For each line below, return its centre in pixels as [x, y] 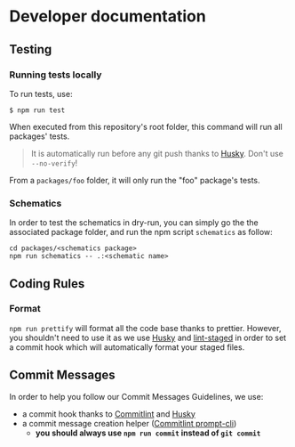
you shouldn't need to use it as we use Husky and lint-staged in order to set [148, 337]
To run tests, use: [41, 93]
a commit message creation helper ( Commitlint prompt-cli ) [129, 423]
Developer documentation [108, 16]
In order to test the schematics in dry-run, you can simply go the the [134, 223]
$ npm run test [37, 110]
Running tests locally [56, 75]
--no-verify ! [54, 163]
